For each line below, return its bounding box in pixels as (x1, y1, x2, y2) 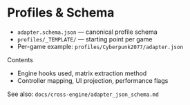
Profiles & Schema (7, 5, 115, 21)
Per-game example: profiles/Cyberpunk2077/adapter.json (17, 42, 184, 50)
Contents (7, 55, 33, 64)
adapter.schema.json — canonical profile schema (17, 28, 158, 36)
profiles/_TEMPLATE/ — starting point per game (17, 35, 153, 43)
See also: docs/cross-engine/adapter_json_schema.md (7, 90, 159, 98)
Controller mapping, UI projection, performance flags (17, 76, 169, 84)
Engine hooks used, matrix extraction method (17, 69, 147, 77)
